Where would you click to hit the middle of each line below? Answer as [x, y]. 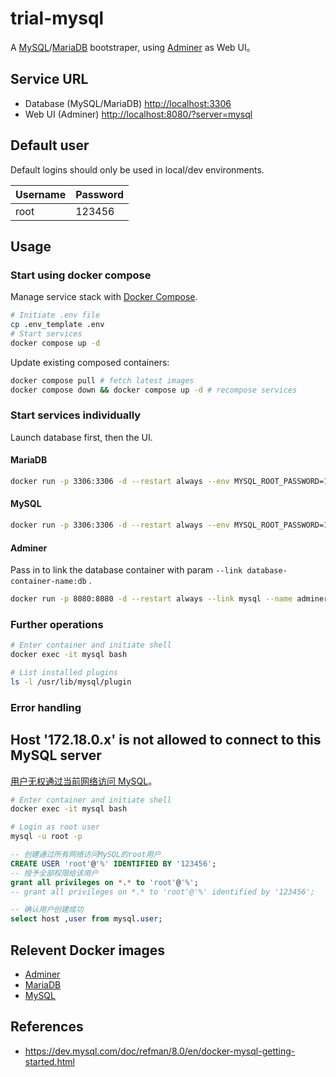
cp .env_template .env [57, 325]
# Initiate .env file [55, 315]
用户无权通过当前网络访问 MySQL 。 [84, 781]
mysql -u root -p [46, 837]
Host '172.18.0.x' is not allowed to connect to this [166, 740]
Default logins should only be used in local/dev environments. [137, 169]
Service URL [49, 79]
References [47, 1027]
